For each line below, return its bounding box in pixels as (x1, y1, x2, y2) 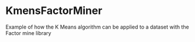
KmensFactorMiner (5, 4, 103, 17)
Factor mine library (5, 29, 51, 36)
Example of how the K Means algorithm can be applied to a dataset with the (5, 23, 189, 30)
